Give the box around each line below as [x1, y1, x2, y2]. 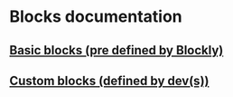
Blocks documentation [9, 6, 182, 27]
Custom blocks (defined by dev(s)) [9, 73, 210, 88]
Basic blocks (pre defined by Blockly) [9, 43, 224, 58]
